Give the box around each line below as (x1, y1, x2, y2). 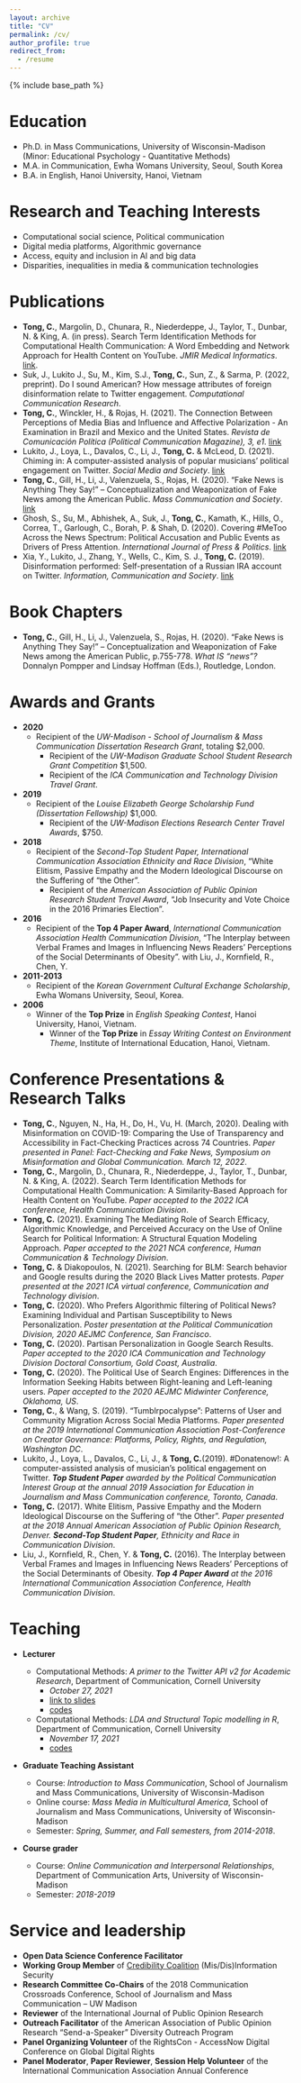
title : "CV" (9, 22, 54, 31)
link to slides (49, 1695, 96, 1706)
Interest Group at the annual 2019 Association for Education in (22, 1481, 254, 1492)
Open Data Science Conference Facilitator (22, 1950, 183, 1960)
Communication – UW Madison (22, 1997, 137, 2009)
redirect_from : (9, 47, 66, 56)
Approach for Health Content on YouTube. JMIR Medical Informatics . (22, 350, 278, 360)
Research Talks (9, 1087, 127, 1108)
